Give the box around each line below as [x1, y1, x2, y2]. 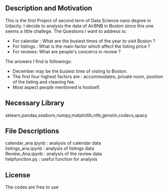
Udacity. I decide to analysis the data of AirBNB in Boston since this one [5, 23, 154, 29]
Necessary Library [5, 99, 65, 107]
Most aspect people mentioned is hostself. [12, 84, 101, 90]
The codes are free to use [5, 184, 59, 190]
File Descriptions [5, 127, 59, 136]
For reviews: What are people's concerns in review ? [12, 48, 121, 54]
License [5, 171, 31, 179]
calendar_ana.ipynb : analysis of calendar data [5, 140, 101, 146]
